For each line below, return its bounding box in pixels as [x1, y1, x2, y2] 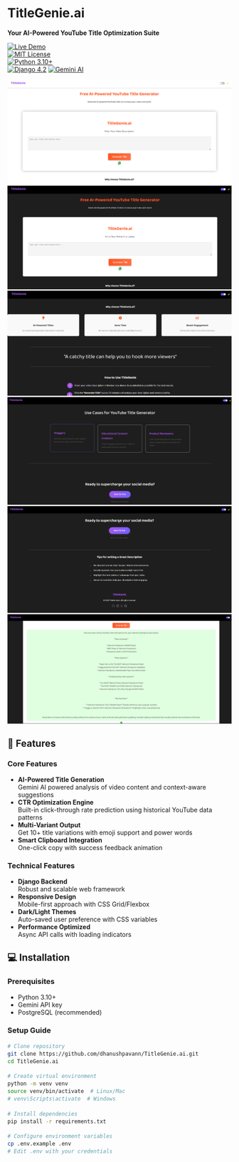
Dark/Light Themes [17, 907, 77, 916]
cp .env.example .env [7, 1141, 72, 1148]
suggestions [17, 790, 55, 799]
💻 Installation [7, 952, 70, 964]
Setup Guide [7, 1025, 51, 1035]
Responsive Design [17, 892, 77, 901]
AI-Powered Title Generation [17, 775, 105, 784]
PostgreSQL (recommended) [17, 1007, 102, 1016]
